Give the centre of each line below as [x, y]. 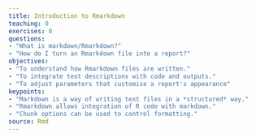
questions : [27, 39]
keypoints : [27, 91]
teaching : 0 [28, 24]
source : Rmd [28, 122]
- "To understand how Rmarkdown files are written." [100, 69]
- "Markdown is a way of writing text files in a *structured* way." [129, 99]
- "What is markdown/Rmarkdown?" [65, 46]
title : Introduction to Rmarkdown [67, 16]
